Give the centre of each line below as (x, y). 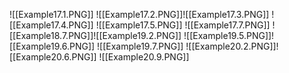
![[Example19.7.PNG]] (140, 46)
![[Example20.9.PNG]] (144, 57)
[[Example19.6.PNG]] (52, 46)
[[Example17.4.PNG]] (51, 25)
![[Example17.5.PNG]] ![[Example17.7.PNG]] (183, 25)
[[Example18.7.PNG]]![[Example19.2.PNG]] (95, 35)
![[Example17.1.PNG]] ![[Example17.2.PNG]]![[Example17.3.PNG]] (139, 14)
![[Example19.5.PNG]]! (229, 35)
